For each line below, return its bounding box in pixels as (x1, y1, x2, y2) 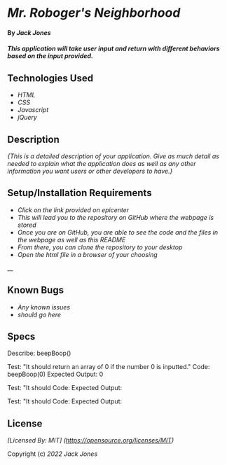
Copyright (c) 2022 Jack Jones (7, 450, 98, 458)
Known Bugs (7, 284, 64, 296)
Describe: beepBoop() (7, 349, 71, 358)
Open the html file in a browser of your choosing (17, 250, 158, 258)
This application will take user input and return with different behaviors (7, 44, 220, 53)
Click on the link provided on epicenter (17, 205, 130, 214)
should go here (17, 310, 62, 319)
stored (17, 221, 36, 229)
